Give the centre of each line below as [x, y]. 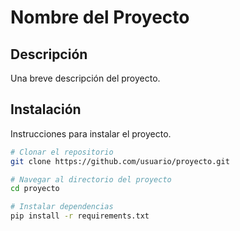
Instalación [46, 109]
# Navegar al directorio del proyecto [91, 179]
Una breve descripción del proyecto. [85, 78]
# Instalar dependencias [62, 207]
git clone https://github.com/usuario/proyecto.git [120, 161]
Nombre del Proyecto [100, 17]
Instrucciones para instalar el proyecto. [91, 133]
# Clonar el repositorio [62, 152]
